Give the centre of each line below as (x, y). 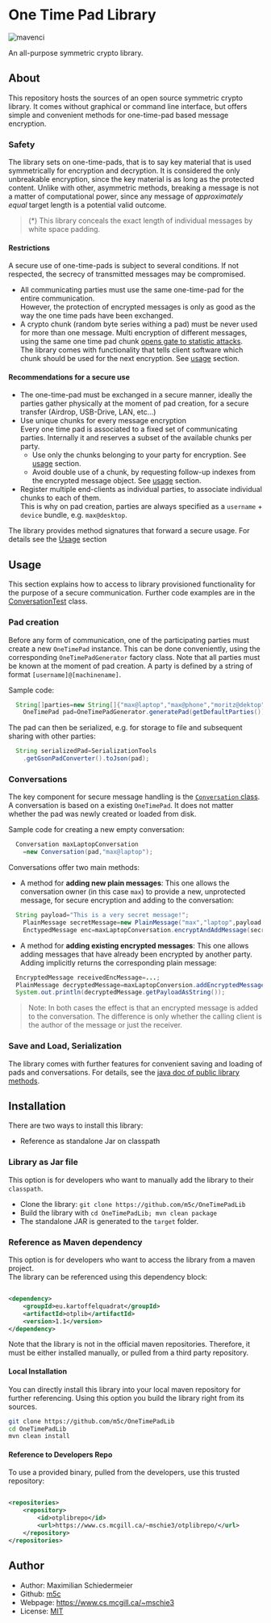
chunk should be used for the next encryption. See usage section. (130, 359)
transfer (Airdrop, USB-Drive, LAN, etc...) (88, 412)
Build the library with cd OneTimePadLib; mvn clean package (119, 1213)
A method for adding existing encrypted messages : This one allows (134, 945)
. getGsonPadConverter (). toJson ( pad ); (86, 759)
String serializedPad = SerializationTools (86, 751)
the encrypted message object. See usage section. (117, 481)
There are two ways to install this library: (76, 1125)
